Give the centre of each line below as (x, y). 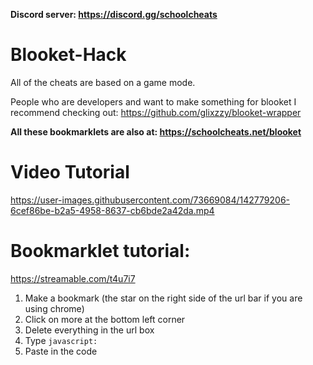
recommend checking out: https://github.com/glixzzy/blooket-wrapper (156, 112)
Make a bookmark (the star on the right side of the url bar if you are (163, 298)
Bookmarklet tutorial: (100, 251)
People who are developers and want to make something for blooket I (153, 101)
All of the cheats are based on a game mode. (103, 82)
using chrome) (54, 308)
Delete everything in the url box (89, 330)
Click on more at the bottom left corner (105, 319)
